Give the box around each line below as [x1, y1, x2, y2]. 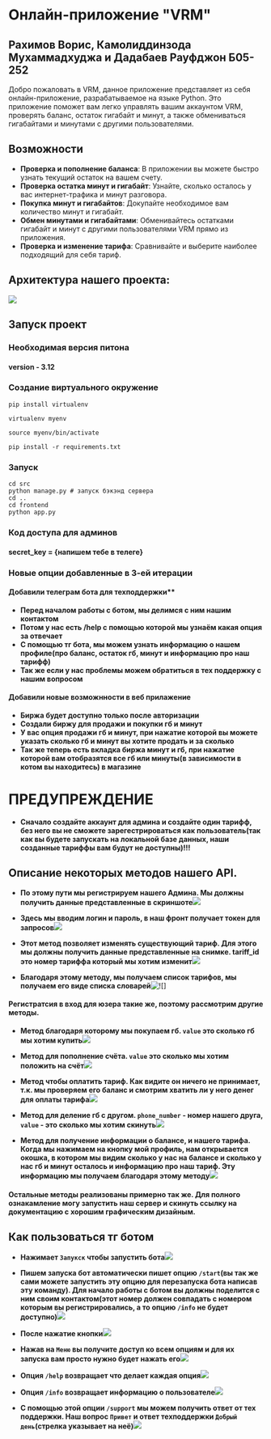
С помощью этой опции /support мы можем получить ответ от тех [19, 1403, 256, 1413]
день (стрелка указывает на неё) [19, 1421, 134, 1431]
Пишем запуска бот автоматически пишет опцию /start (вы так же [19, 1268, 259, 1278]
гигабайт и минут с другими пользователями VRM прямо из [19, 224, 229, 234]
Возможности [8, 142, 83, 156]
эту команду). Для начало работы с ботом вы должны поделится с [19, 1285, 260, 1295]
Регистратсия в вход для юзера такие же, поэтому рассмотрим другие [8, 999, 264, 1009]
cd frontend [8, 502, 49, 510]
